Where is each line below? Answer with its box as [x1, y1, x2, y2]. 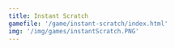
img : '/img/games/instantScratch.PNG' [8, 27, 139, 35]
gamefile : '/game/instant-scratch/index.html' [8, 20, 169, 28]
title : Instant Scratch [8, 11, 89, 20]
